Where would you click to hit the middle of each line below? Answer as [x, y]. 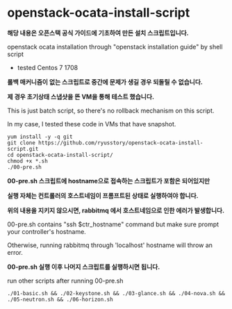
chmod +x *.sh [28, 161]
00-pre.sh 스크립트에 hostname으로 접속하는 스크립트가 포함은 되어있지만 [109, 181]
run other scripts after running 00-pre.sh [65, 281]
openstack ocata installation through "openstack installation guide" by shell [115, 47]
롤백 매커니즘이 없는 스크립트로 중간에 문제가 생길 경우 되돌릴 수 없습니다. [105, 82]
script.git [23, 149]
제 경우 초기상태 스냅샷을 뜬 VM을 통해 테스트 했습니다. [81, 97]
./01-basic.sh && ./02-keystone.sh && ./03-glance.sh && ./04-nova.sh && [116, 293]
